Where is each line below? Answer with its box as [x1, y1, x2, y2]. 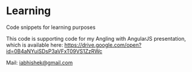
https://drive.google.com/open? [64, 41, 142, 48]
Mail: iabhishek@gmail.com [6, 59, 73, 66]
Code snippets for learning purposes [6, 24, 96, 31]
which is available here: [6, 41, 63, 48]
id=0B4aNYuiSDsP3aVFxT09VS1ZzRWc [6, 47, 103, 54]
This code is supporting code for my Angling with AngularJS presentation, [6, 35, 186, 42]
